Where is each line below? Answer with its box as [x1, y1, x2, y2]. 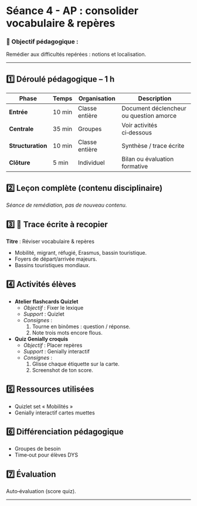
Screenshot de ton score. [32, 366, 94, 373]
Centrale [9, 125, 34, 133]
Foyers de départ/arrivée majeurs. [14, 255, 97, 262]
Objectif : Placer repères [23, 342, 83, 349]
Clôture [9, 158, 30, 167]
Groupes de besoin [14, 445, 61, 453]
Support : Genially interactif [23, 348, 90, 355]
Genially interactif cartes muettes [14, 409, 95, 416]
